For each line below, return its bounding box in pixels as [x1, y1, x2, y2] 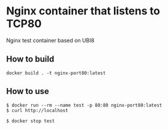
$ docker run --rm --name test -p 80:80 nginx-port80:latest [6, 102, 163, 108]
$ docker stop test [6, 118, 55, 124]
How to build [6, 54, 55, 64]
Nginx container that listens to [6, 4, 160, 18]
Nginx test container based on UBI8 [6, 37, 95, 44]
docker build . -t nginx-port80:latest [6, 70, 106, 76]
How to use [6, 86, 49, 96]
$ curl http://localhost [6, 107, 68, 113]
